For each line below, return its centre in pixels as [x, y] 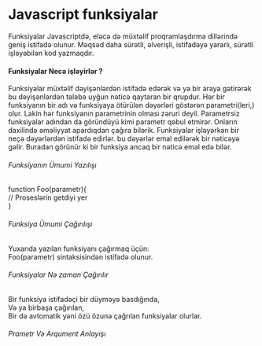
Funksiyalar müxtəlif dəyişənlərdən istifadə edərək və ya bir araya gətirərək [130, 89]
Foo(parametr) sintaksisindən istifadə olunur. [81, 256]
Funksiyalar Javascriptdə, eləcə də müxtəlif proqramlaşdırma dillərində [123, 36]
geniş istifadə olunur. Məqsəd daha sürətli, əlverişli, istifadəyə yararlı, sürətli [131, 44]
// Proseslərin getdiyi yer [48, 197]
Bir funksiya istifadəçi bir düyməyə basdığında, [84, 299]
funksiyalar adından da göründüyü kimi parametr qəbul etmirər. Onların [123, 122]
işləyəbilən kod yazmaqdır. [51, 53]
